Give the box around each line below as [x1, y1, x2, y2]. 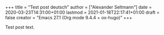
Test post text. [5, 24, 35, 30]
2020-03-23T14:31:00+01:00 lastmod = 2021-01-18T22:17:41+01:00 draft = [5, 9, 160, 15]
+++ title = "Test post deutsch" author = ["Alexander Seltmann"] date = [5, 4, 152, 10]
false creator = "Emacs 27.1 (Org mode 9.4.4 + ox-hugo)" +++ [5, 15, 132, 20]
